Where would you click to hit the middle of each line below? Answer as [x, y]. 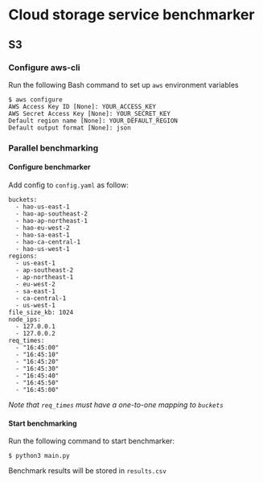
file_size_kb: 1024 [41, 312]
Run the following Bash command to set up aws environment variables [123, 84]
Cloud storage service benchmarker [131, 15]
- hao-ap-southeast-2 [52, 214]
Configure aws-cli [44, 68]
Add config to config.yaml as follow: [68, 185]
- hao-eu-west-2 [43, 228]
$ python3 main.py [39, 456]
